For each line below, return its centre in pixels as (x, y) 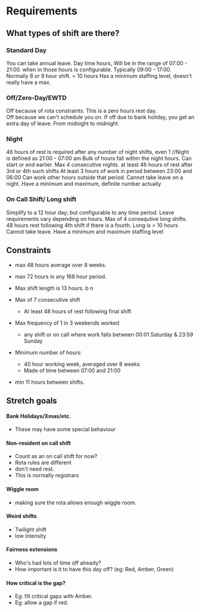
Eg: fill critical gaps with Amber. (54, 596)
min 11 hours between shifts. (50, 382)
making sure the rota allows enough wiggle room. (76, 502)
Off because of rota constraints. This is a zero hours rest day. (81, 111)
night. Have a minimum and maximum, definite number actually (84, 184)
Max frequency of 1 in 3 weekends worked (67, 323)
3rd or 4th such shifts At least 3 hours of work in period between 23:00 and (99, 171)
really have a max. (29, 82)
